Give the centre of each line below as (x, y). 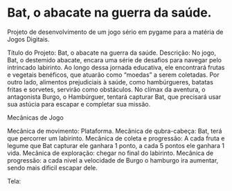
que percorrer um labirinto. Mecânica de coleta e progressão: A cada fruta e (116, 138)
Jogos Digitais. (28, 39)
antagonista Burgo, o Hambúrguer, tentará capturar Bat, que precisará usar (114, 97)
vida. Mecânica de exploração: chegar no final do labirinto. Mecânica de (110, 153)
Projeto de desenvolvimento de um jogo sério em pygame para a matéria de (115, 32)
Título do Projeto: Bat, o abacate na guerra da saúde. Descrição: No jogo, (112, 53)
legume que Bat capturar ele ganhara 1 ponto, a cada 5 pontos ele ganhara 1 (116, 145)
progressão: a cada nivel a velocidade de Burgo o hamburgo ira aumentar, (113, 160)
